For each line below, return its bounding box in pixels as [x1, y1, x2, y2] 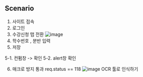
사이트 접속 [12, 18, 35, 25]
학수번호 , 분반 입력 [12, 37, 51, 44]
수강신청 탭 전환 [12, 31, 44, 37]
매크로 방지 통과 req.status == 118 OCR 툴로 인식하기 [12, 66, 138, 72]
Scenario [5, 4, 34, 13]
